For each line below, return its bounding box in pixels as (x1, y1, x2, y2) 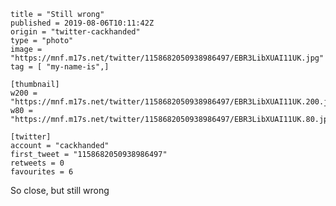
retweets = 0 (10, 158, 65, 168)
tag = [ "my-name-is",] (10, 62, 110, 72)
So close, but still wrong (10, 185, 110, 196)
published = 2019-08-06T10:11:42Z (10, 18, 155, 28)
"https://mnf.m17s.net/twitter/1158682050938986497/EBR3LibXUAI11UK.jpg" (10, 53, 325, 63)
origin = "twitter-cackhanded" (10, 27, 141, 37)
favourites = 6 (10, 167, 74, 177)
